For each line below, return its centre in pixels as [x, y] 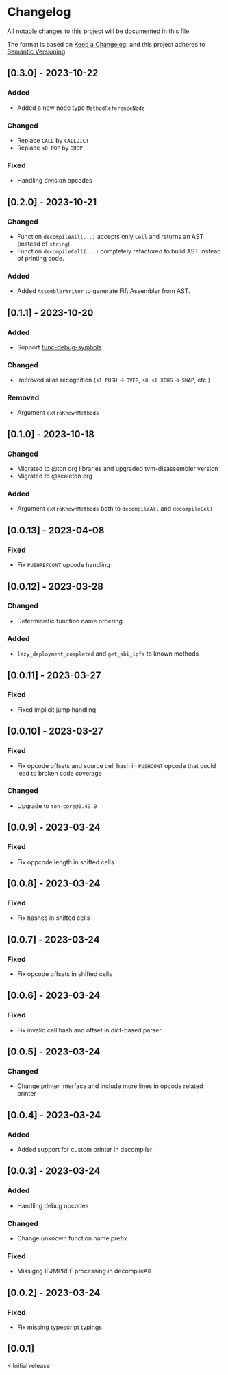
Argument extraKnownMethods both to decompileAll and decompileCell [115, 509]
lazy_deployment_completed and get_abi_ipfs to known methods [108, 654]
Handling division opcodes [54, 181]
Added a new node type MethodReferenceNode [81, 108]
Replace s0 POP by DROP [50, 148]
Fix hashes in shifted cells [53, 918]
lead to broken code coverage [60, 773]
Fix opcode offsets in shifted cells [65, 974]
